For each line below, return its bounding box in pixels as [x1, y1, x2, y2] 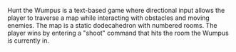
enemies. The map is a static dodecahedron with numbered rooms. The [7, 21, 217, 29]
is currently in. [7, 36, 50, 45]
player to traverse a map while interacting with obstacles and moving [7, 14, 210, 22]
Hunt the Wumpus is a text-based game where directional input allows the [7, 6, 225, 14]
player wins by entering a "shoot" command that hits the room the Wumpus [7, 28, 230, 37]
